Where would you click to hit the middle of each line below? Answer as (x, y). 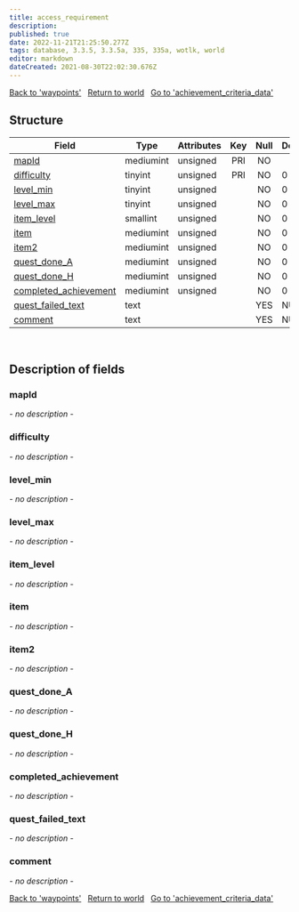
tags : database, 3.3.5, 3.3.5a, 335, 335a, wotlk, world (117, 51)
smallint (141, 218)
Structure (36, 121)
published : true (39, 34)
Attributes (200, 145)
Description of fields (67, 370)
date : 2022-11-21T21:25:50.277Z (69, 42)
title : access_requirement (59, 17)
